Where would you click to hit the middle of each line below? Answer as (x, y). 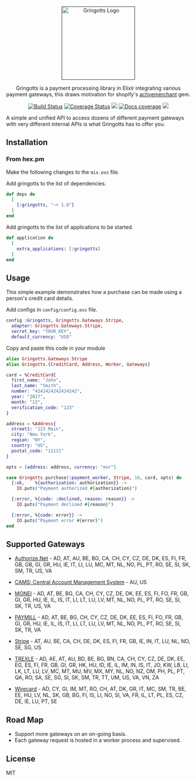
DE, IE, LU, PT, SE (36, 701)
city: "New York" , (34, 435)
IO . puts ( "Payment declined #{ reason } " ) (65, 505)
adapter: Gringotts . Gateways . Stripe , (57, 326)
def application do (30, 238)
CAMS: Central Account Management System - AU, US (81, 582)
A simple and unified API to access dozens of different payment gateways (95, 118)
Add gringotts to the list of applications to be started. (70, 227)
